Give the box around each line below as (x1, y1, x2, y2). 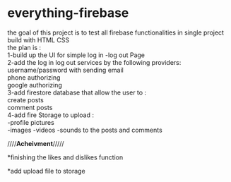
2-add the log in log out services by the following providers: (7, 58, 182, 66)
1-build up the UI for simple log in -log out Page (7, 51, 146, 59)
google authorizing (7, 80, 62, 89)
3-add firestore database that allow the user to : (7, 88, 147, 97)
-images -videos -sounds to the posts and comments (7, 126, 162, 134)
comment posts (7, 103, 53, 111)
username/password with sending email (7, 66, 124, 74)
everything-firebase (7, 5, 129, 21)
